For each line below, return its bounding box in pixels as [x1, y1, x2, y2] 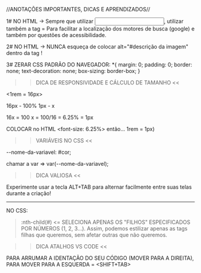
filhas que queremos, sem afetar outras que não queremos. [20, 231, 167, 238]
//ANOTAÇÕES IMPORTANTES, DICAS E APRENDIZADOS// [6, 6, 151, 13]
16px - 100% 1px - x [6, 102, 55, 109]
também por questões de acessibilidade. [6, 32, 106, 38]
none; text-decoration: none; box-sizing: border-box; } [6, 68, 141, 74]
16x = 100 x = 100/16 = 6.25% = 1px [6, 114, 94, 121]
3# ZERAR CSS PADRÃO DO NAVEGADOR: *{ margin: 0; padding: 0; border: [6, 61, 193, 68]
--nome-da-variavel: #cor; [6, 148, 72, 156]
